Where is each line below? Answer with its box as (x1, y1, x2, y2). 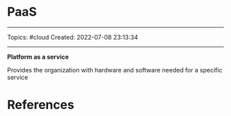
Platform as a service (7, 53, 69, 61)
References (7, 97, 74, 113)
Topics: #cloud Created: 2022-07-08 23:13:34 (7, 33, 139, 41)
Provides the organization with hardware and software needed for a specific (7, 66, 223, 74)
